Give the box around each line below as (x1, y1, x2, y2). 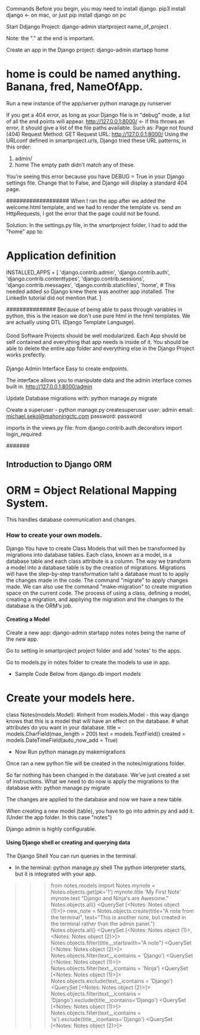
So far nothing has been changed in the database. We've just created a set (6, 771, 190, 778)
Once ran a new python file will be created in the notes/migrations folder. (6, 759, 186, 767)
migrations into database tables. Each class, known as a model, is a (6, 551, 172, 558)
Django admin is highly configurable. (6, 825, 97, 832)
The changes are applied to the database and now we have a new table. (6, 795, 183, 802)
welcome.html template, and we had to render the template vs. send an (6, 203, 181, 210)
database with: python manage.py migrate (6, 784, 110, 791)
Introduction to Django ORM (6, 460, 112, 470)
